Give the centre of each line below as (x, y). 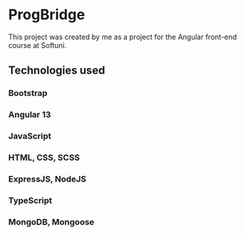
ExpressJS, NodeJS (47, 179)
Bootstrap (28, 94)
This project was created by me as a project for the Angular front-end (122, 37)
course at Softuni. (38, 45)
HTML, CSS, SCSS (44, 157)
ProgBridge (47, 15)
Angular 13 (30, 115)
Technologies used (57, 71)
